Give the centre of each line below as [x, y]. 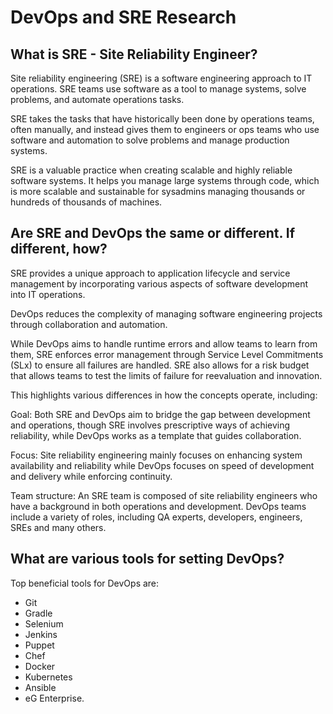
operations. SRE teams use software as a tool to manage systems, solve [158, 89]
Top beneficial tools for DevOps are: [85, 583]
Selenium [44, 623]
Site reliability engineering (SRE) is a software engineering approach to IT [161, 78]
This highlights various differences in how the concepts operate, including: [164, 395]
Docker [40, 666]
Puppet [39, 645]
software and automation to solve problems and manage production [150, 140]
